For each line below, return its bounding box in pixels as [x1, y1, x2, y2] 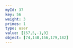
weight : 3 [5, 16, 26, 21]
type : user [5, 26, 28, 31]
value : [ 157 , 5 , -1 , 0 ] [5, 30, 49, 35]
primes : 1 [5, 21, 26, 26]
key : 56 [5, 12, 22, 17]
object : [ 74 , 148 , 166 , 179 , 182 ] [5, 35, 69, 40]
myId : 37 [5, 7, 24, 12]
